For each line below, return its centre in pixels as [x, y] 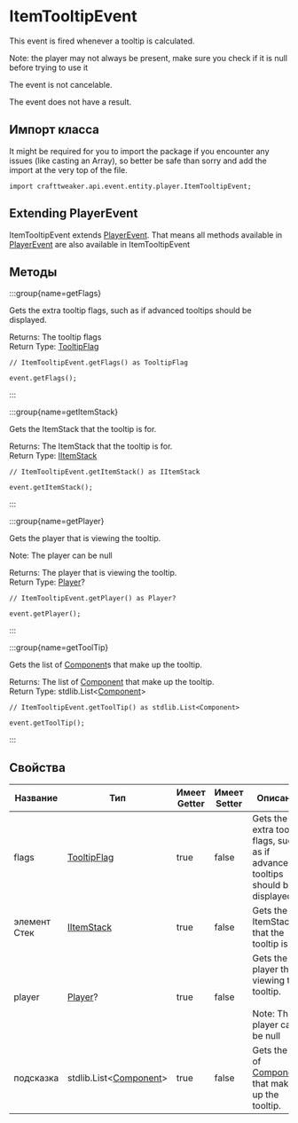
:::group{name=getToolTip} [59, 648]
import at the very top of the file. [68, 169]
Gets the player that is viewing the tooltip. [85, 538]
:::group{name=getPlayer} [57, 522]
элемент [32, 922]
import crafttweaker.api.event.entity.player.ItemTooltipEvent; [130, 186]
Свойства [38, 768]
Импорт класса [54, 130]
